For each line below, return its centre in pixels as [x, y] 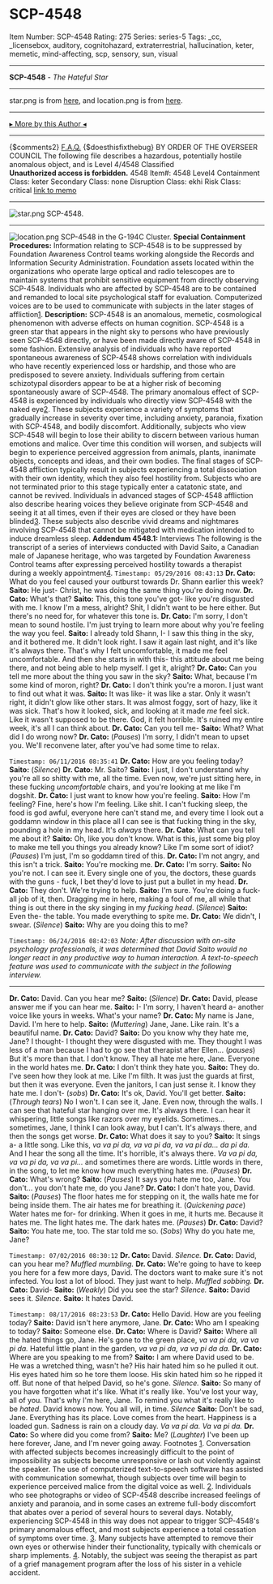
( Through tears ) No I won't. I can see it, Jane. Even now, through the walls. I [136, 1101]
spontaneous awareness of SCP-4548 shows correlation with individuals [131, 357]
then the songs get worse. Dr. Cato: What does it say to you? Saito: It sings [135, 1135]
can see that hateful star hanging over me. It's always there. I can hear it [130, 1110]
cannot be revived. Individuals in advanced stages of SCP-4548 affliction [131, 495]
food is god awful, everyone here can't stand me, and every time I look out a [136, 813]
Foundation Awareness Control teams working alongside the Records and [132, 254]
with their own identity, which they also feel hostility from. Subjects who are [135, 478]
